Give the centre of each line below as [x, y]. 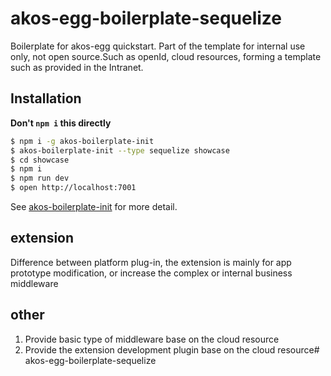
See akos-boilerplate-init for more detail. [94, 206]
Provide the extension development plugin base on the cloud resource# [172, 349]
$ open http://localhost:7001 [73, 188]
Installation [46, 98]
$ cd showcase [40, 160]
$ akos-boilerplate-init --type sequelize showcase [120, 150]
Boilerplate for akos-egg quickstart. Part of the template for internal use [158, 46]
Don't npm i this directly [61, 123]
